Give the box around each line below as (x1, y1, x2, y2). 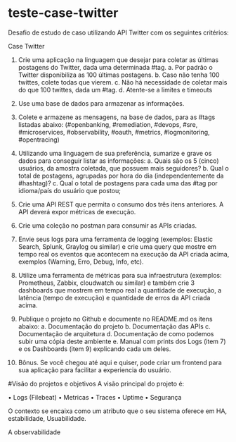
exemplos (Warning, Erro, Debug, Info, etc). (18, 257, 144, 266)
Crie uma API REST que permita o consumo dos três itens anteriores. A (18, 199, 224, 209)
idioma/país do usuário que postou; (18, 186, 122, 195)
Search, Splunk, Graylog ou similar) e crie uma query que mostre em (18, 242, 217, 251)
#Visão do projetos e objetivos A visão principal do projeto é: (8, 379, 185, 388)
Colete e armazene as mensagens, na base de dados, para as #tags (18, 113, 216, 121)
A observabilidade (8, 428, 61, 436)
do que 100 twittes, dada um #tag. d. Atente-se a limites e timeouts (18, 85, 213, 94)
